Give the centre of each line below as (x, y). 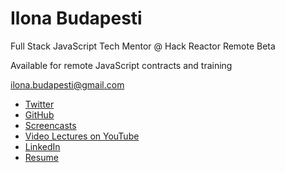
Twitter (39, 104)
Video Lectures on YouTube (82, 136)
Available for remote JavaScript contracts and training (121, 65)
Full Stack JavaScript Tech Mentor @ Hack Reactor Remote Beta (143, 46)
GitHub (39, 114)
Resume (41, 157)
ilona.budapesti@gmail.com (67, 84)
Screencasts (50, 125)
